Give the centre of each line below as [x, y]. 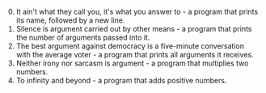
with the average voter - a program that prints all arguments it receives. [135, 55]
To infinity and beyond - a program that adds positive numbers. [121, 80]
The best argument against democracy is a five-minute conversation [130, 46]
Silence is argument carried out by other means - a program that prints [134, 29]
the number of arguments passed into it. [83, 37]
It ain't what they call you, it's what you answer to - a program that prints [137, 12]
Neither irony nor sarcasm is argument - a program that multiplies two [132, 63]
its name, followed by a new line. [70, 20]
